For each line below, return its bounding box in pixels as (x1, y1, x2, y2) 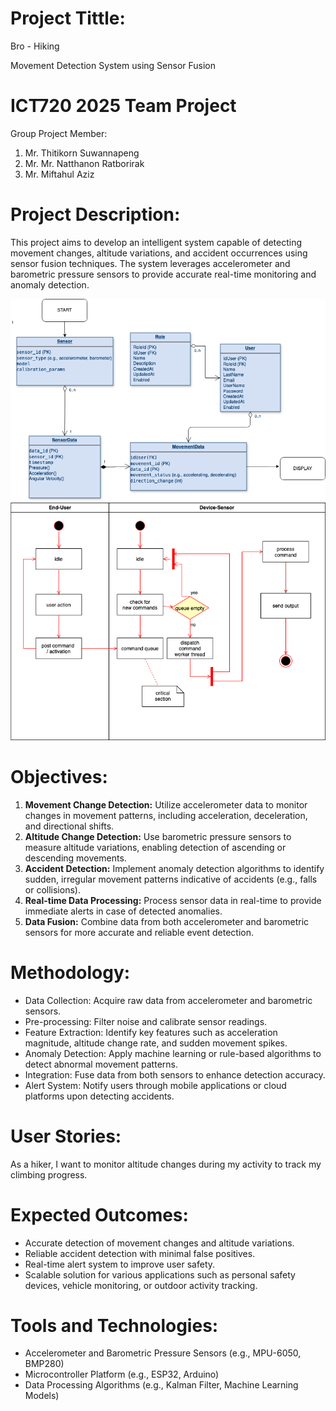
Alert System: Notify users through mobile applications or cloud (24, 1079, 287, 1091)
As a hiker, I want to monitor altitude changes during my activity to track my (10, 1158, 322, 1170)
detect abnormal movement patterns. (24, 1058, 178, 1070)
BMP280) (24, 1358, 65, 1370)
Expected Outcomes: (10, 1203, 189, 1226)
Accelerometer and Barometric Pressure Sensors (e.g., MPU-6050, (24, 1347, 302, 1359)
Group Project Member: (10, 127, 108, 139)
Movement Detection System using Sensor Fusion (10, 59, 217, 71)
